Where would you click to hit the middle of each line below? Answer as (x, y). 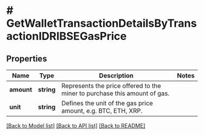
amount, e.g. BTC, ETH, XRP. (102, 111)
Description (116, 75)
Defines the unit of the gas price (107, 103)
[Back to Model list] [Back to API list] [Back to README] (76, 126)
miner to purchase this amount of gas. (116, 93)
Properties (27, 58)
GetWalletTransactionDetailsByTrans (102, 23)
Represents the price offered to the (111, 86)
